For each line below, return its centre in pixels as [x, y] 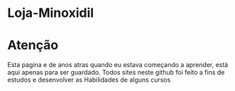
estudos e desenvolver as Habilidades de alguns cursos [89, 80]
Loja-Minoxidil [51, 13]
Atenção [33, 45]
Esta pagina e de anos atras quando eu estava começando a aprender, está [118, 65]
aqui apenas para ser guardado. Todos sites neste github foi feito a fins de [116, 73]
